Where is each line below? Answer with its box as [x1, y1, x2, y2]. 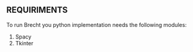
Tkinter [15, 39, 34, 46]
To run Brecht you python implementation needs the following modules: [6, 21, 187, 28]
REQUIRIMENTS [6, 5, 68, 15]
